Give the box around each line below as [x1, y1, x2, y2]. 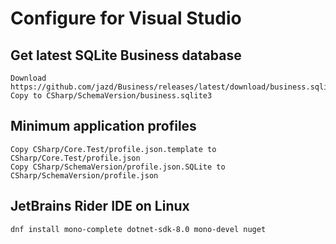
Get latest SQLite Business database [10, 47, 242, 64]
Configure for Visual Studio [10, 7, 242, 30]
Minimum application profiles [10, 118, 197, 135]
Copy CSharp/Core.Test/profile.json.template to [10, 144, 217, 154]
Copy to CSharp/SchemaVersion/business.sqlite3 [10, 91, 213, 101]
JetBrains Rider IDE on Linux [10, 198, 190, 215]
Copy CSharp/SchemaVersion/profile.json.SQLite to [10, 162, 226, 172]
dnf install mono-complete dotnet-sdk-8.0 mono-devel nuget [10, 224, 267, 234]
